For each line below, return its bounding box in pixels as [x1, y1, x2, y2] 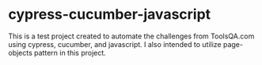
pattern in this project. [34, 48, 107, 57]
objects [8, 48, 33, 57]
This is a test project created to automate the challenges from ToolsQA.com [8, 31, 255, 41]
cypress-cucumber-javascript [8, 5, 211, 23]
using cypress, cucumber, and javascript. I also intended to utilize [8, 39, 222, 49]
